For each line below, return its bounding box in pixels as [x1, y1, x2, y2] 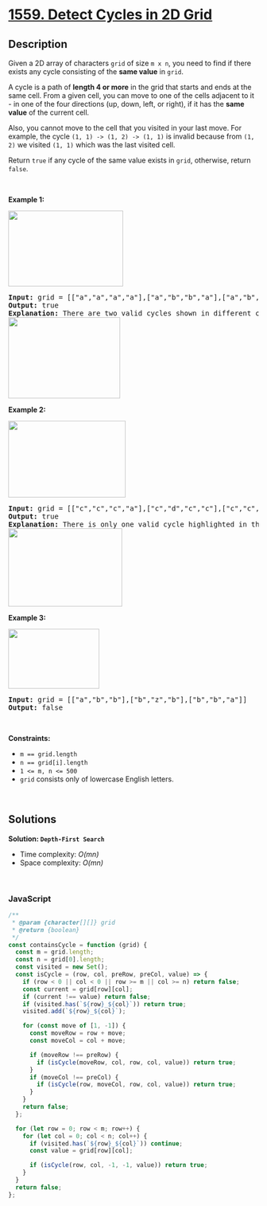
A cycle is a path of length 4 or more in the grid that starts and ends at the [8, 82, 252, 92]
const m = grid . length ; [15, 948, 94, 957]
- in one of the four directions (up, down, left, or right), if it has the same [8, 100, 245, 108]
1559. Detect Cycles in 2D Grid [8, 6, 213, 24]
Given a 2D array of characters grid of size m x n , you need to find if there [8, 58, 252, 68]
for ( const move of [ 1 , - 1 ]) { [22, 1022, 126, 1030]
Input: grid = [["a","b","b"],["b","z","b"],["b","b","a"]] [8, 695, 248, 704]
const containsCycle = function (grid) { [8, 941, 148, 949]
